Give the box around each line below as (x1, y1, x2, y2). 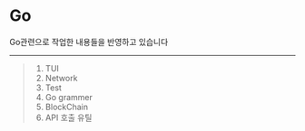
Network (44, 72, 78, 83)
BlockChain (44, 101, 89, 112)
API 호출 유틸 (44, 112, 93, 123)
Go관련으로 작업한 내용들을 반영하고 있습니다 (9, 36, 169, 47)
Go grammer (44, 91, 93, 102)
